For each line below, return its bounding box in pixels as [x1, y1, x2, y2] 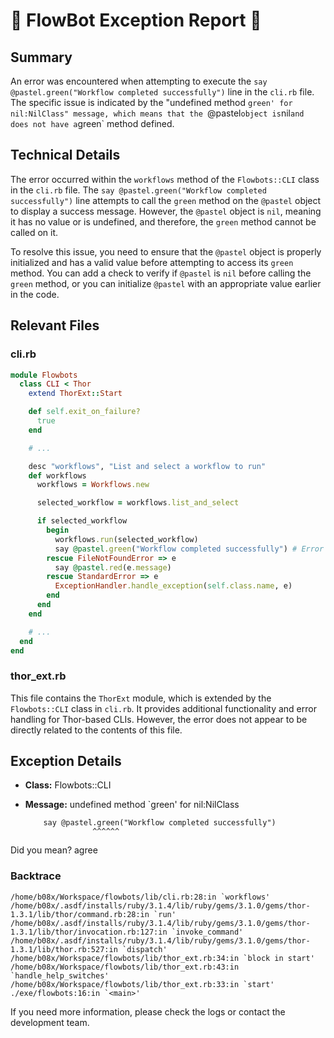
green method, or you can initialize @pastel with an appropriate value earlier [10, 277, 322, 289]
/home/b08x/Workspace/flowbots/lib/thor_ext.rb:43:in [10, 962, 240, 972]
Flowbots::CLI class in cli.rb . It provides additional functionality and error [10, 702, 317, 714]
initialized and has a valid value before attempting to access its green [10, 256, 294, 268]
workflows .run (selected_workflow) [54, 534, 199, 544]
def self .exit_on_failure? [28, 407, 141, 417]
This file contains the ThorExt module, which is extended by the [10, 692, 272, 704]
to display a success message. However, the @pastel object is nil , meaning [10, 205, 322, 217]
